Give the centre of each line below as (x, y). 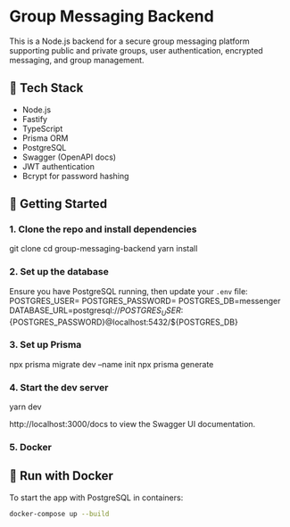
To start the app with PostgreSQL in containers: (96, 498)
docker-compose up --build (59, 514)
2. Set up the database (59, 272)
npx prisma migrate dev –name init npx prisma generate (112, 364)
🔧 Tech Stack (46, 88)
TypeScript (42, 128)
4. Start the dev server (59, 387)
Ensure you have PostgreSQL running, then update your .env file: (128, 291)
